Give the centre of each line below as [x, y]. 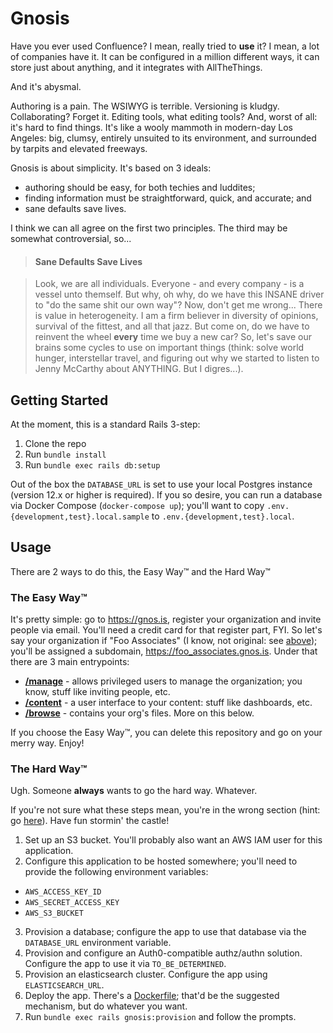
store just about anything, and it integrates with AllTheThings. [136, 67]
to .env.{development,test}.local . [223, 516]
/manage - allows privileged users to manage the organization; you [163, 681]
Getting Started [59, 400]
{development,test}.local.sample [80, 517]
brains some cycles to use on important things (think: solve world [169, 348]
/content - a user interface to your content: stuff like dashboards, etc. [168, 703]
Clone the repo [55, 443]
